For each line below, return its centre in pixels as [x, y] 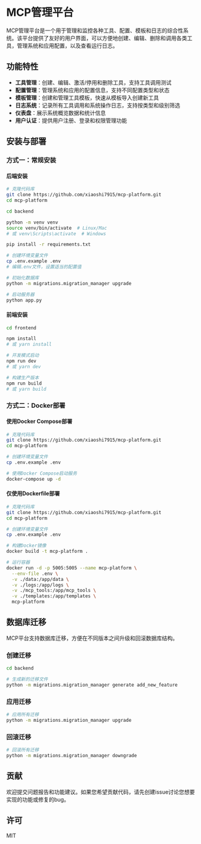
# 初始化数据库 [23, 278]
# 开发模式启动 [23, 355]
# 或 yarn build [26, 389]
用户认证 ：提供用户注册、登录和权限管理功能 [71, 120]
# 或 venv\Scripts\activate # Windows [56, 234]
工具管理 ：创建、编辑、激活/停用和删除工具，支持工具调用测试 [93, 82]
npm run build [24, 383]
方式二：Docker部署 [36, 406]
